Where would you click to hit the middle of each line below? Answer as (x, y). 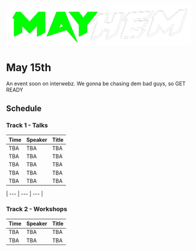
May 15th (29, 67)
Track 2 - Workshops (37, 209)
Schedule (24, 108)
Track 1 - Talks (27, 125)
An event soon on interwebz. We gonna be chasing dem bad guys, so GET (96, 83)
